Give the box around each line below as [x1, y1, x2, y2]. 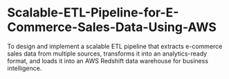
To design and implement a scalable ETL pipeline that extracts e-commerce [7, 42, 223, 50]
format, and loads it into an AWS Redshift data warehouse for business [7, 56, 209, 65]
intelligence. [7, 64, 42, 72]
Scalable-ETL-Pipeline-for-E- [7, 5, 179, 21]
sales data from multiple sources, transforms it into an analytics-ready [7, 49, 208, 58]
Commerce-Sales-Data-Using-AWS [7, 19, 217, 35]
